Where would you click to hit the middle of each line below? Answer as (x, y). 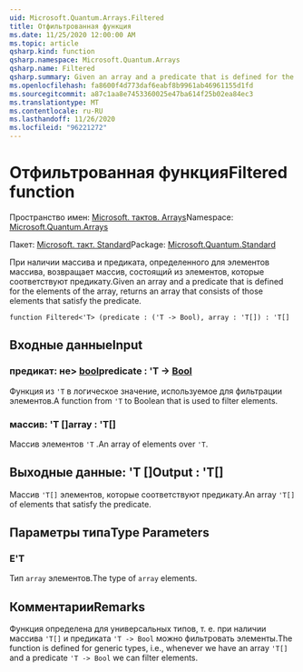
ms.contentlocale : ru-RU (56, 111)
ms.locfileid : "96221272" (58, 128)
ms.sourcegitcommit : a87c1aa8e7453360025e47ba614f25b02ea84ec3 (132, 94)
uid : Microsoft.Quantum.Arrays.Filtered (87, 18)
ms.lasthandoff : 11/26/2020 (63, 119)
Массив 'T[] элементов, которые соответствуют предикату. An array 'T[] (152, 494)
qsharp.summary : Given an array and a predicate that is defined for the (152, 77)
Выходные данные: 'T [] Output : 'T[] (117, 472)
